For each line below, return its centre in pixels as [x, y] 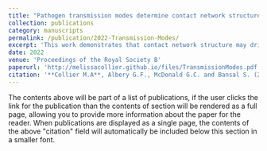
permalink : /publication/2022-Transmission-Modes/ [94, 38]
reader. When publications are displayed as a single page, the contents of [129, 122]
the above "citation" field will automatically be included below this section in [133, 131]
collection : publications [51, 23]
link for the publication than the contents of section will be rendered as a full [133, 106]
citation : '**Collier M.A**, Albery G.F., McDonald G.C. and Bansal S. [129, 75]
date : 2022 [26, 52]
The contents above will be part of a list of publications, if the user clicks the [133, 97]
